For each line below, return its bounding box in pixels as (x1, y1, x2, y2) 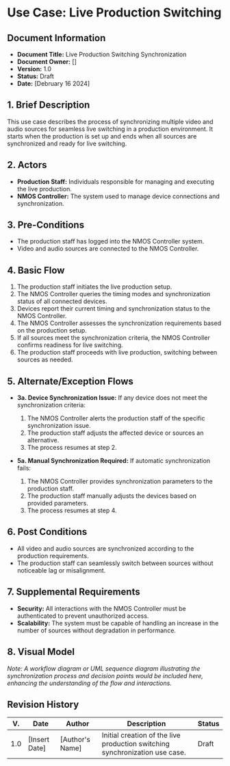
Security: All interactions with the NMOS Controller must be (16, 604, 186, 612)
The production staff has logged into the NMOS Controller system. (16, 237, 205, 246)
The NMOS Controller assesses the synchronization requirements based (16, 319, 221, 327)
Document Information (7, 32, 106, 44)
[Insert (28, 735, 50, 745)
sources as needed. (16, 355, 73, 364)
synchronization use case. (101, 747, 186, 757)
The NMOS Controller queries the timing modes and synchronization (16, 290, 211, 298)
